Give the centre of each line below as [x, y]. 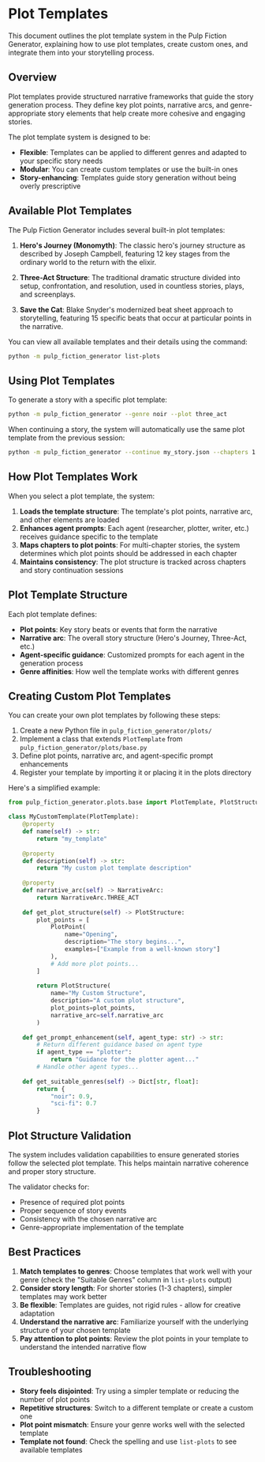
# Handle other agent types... [88, 1067]
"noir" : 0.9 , [71, 1096]
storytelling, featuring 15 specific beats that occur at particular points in [136, 318]
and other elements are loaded [69, 520]
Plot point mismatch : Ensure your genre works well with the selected [132, 1424]
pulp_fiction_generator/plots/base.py [83, 748]
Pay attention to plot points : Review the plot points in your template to [134, 1339]
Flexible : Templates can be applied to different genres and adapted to [133, 152]
